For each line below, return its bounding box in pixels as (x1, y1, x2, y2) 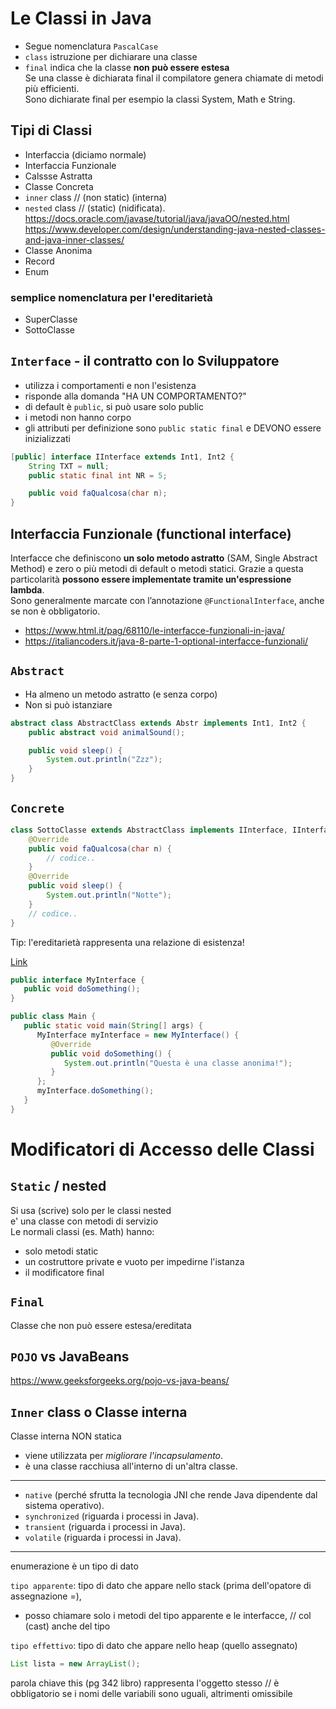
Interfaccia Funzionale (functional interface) (10, 525, 292, 542)
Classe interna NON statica (10, 1430, 122, 1442)
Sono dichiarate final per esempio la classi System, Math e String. (24, 93, 296, 105)
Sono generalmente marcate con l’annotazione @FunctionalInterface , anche (10, 595, 325, 607)
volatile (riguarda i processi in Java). (24, 1532, 182, 1544)
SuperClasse (24, 313, 78, 326)
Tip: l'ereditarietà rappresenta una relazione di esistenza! (10, 936, 245, 948)
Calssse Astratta (24, 170, 93, 182)
